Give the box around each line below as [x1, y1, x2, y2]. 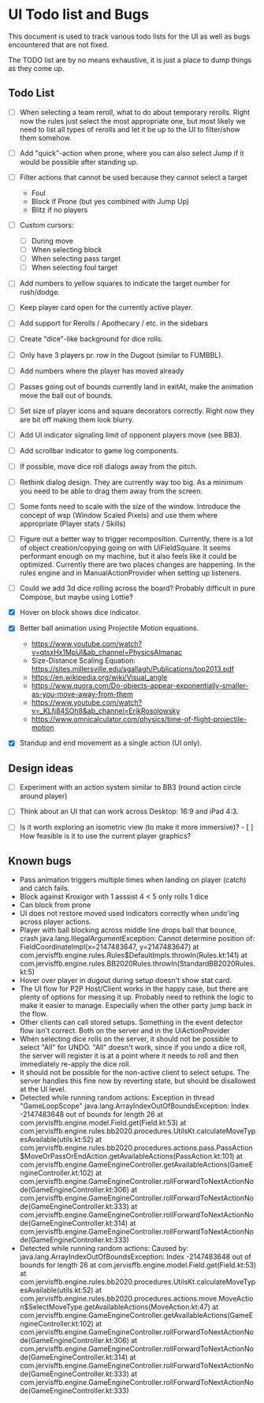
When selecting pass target [31, 254, 121, 263]
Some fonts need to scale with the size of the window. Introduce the [19, 502, 241, 511]
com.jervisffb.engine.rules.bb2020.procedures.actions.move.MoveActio [19, 1294, 254, 1304]
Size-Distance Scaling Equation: [31, 656, 136, 665]
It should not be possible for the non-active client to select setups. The [19, 1068, 250, 1077]
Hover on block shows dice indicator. [19, 608, 140, 617]
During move [31, 236, 73, 245]
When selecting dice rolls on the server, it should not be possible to [19, 1034, 239, 1044]
